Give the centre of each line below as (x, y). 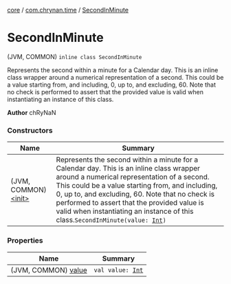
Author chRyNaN (32, 112)
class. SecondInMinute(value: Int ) (111, 220)
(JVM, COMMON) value (49, 270)
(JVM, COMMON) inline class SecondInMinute (75, 56)
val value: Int (119, 270)
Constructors (30, 130)
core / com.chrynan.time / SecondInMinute (68, 10)
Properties (25, 241)
